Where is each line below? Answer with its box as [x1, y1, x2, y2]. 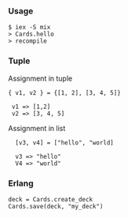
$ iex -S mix [8, 24, 51, 32]
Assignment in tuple [8, 73, 73, 83]
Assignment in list [8, 123, 66, 133]
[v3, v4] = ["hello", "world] [15, 138, 114, 147]
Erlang [8, 178, 34, 189]
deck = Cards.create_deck [8, 195, 93, 203]
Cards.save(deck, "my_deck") [8, 202, 104, 210]
